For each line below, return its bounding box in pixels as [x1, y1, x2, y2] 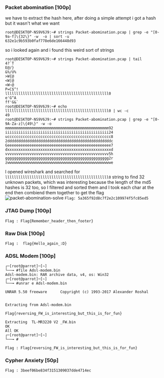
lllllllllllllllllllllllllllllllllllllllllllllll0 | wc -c [5, 108, 129, 113]
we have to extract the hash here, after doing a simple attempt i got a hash [5, 15, 156, 21]
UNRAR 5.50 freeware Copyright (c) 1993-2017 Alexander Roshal [5, 290, 149, 295]
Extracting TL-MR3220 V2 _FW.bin [5, 320, 76, 325]
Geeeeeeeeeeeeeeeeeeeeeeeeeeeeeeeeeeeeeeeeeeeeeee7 [5, 143, 113, 148]
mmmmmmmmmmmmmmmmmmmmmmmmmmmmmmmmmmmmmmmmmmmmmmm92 [5, 126, 113, 131]
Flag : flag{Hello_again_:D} [5, 241, 67, 246]
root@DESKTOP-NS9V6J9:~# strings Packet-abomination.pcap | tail [5, 57, 142, 62]
